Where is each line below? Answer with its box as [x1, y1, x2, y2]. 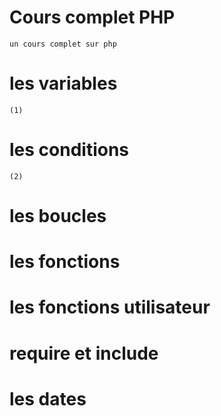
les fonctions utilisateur [9, 296, 211, 319]
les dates [9, 387, 87, 410]
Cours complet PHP [9, 6, 176, 29]
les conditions [9, 139, 130, 161]
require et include [9, 342, 159, 365]
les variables [9, 72, 118, 95]
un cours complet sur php [9, 39, 117, 49]
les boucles [9, 205, 107, 227]
